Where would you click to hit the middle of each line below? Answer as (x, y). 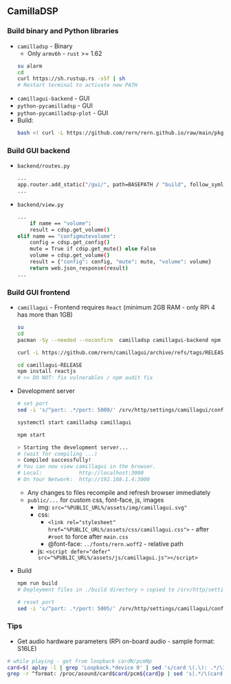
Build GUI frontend (38, 292)
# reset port (36, 602)
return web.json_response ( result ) (79, 268)
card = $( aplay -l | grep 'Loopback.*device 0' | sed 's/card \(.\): (107, 667)
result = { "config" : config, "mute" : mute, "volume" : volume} (121, 262)
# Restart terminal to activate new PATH (77, 85)
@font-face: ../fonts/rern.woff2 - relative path (115, 543)
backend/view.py (40, 205)
